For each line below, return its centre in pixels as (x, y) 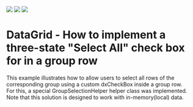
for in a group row (52, 61)
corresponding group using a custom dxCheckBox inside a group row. (94, 84)
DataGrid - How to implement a (86, 35)
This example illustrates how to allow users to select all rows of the (90, 78)
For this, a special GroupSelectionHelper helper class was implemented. (97, 90)
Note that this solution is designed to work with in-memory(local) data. (95, 97)
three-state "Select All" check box (96, 48)
